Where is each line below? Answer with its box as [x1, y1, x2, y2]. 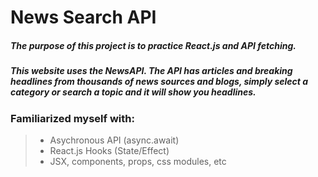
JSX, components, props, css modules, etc [49, 155, 227, 167]
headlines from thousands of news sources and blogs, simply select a [10, 76, 309, 88]
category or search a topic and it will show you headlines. [10, 86, 257, 98]
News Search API [10, 6, 157, 29]
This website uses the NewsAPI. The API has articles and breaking [10, 65, 293, 77]
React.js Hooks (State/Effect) [49, 144, 170, 156]
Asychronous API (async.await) [49, 134, 180, 146]
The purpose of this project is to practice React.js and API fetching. [10, 39, 297, 51]
